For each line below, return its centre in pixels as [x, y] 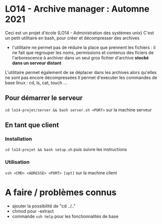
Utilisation [17, 162]
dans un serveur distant [37, 63]
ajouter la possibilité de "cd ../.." [44, 206]
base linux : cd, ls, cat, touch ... [36, 83]
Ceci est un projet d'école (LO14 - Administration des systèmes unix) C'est [80, 33]
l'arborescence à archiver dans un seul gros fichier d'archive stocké [80, 57]
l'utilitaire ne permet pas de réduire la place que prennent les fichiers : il [84, 47]
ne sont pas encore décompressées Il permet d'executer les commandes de [81, 77]
